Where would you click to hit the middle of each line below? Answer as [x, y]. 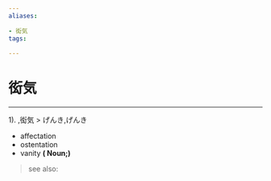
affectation [38, 136]
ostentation [39, 145]
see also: [43, 169]
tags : [17, 38]
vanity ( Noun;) [45, 154]
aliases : [23, 16]
